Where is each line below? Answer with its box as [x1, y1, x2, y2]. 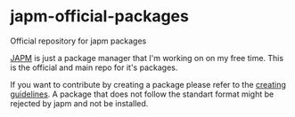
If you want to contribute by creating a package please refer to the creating [10, 79, 286, 90]
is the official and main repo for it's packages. [10, 62, 178, 73]
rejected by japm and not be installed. [10, 97, 149, 108]
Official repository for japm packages [10, 35, 147, 46]
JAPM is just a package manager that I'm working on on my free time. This [10, 52, 284, 63]
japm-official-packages [10, 6, 190, 27]
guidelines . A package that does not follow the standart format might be [10, 89, 275, 99]
